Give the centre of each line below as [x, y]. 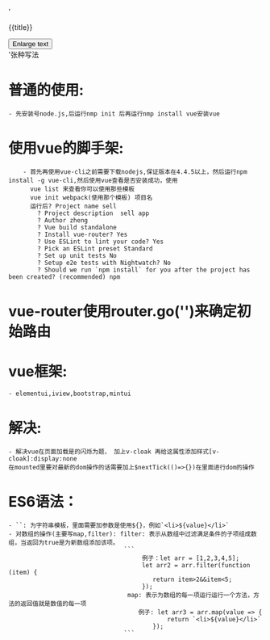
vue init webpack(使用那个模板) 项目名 [91, 197]
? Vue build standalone [77, 227]
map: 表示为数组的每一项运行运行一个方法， [191, 595]
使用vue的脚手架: [66, 148]
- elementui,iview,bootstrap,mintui [70, 394]
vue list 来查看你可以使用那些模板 [82, 189]
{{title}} [21, 27]
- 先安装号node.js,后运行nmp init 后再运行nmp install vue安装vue [114, 114]
